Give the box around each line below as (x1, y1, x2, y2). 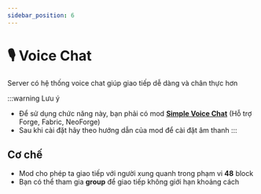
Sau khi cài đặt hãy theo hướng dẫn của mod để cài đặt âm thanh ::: (18, 125, 237, 134)
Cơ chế (7, 148, 43, 161)
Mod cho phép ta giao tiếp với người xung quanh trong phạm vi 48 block (18, 169, 254, 178)
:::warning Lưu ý (7, 93, 61, 103)
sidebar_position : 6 (7, 11, 75, 20)
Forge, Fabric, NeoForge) (18, 117, 101, 126)
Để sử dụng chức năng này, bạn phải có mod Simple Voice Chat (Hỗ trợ (18, 108, 252, 118)
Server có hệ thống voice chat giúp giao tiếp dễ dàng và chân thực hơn (7, 78, 238, 87)
